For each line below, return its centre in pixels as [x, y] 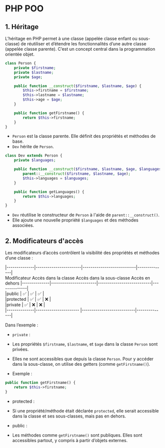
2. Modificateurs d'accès [44, 241]
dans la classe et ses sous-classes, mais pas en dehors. [69, 416]
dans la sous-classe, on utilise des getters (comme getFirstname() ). [81, 364]
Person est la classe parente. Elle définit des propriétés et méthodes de [84, 136]
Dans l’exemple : [22, 325]
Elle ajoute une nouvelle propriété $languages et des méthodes [75, 220]
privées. [20, 349]
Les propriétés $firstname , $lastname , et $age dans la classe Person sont [85, 344]
